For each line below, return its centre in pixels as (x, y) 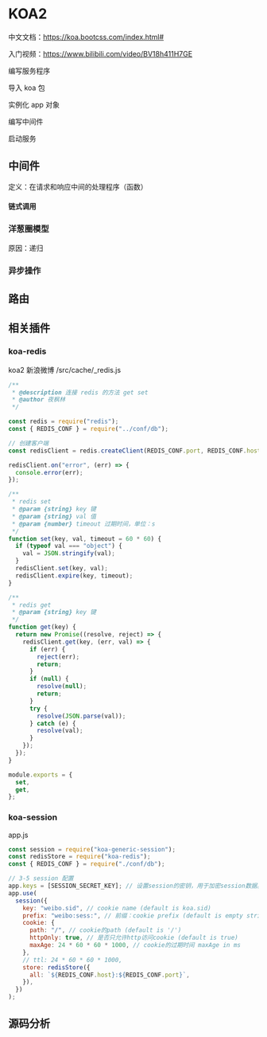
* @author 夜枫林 (39, 400)
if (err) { (47, 649)
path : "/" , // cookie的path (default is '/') (105, 930)
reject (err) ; (58, 657)
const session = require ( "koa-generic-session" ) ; (92, 849)
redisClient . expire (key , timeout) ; (74, 575)
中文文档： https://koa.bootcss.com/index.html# (86, 37)
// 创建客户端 (29, 443)
